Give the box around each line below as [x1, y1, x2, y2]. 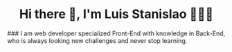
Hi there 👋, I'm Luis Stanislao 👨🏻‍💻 [19, 6, 214, 22]
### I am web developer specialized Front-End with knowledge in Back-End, [7, 29, 226, 37]
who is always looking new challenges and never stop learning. [7, 36, 188, 44]
